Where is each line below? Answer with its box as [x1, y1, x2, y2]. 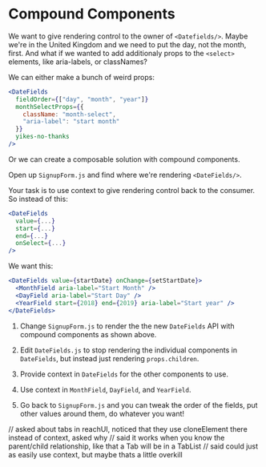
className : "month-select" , [22, 110, 116, 119]
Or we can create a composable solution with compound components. [8, 154, 240, 164]
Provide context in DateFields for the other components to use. [19, 369, 229, 379]
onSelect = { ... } [15, 240, 66, 248]
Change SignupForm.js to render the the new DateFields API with [19, 321, 235, 331]
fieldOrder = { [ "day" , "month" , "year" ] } [15, 95, 149, 103]
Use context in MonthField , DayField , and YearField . [19, 384, 191, 394]
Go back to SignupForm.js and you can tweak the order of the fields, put [19, 400, 258, 409]
